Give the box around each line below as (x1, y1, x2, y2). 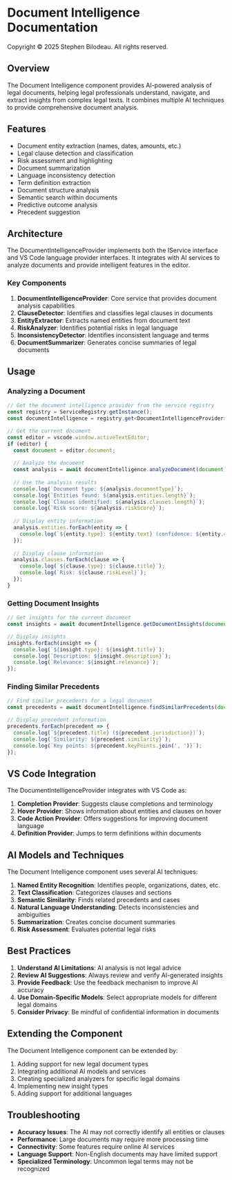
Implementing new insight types (17, 1082, 108, 1090)
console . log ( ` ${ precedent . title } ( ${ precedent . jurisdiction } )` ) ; (13, 729, 206, 736)
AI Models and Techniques (7, 849, 124, 861)
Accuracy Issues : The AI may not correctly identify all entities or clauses (17, 1127, 225, 1136)
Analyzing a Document (7, 386, 86, 396)
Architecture (7, 227, 64, 240)
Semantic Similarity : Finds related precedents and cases (17, 896, 180, 904)
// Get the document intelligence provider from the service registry (7, 402, 215, 410)
